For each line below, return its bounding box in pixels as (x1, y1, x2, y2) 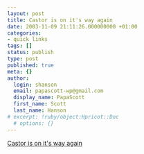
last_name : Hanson (13, 107, 67, 114)
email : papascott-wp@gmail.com (13, 87, 104, 94)
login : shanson (13, 81, 57, 88)
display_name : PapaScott (13, 94, 85, 101)
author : (7, 74, 30, 82)
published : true (7, 62, 54, 69)
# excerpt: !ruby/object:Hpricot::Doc (7, 113, 119, 120)
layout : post (7, 10, 45, 17)
